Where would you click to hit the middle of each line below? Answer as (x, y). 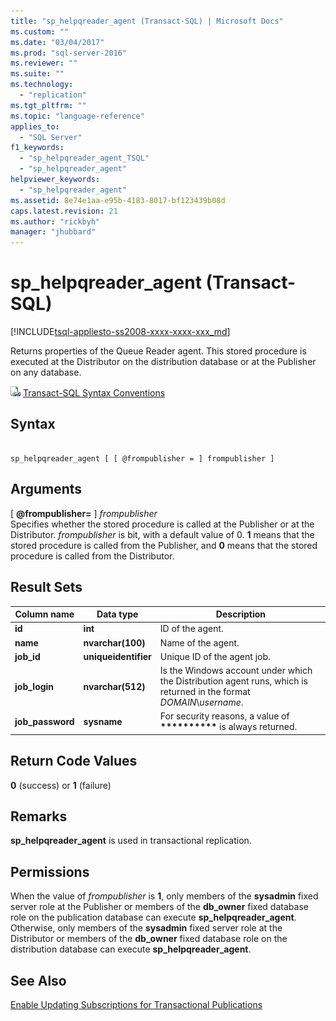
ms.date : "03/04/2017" (57, 42)
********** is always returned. (228, 727)
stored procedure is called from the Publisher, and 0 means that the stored (164, 545)
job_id (27, 656)
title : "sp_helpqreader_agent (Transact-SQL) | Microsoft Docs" (147, 21)
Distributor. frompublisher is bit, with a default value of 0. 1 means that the (162, 534)
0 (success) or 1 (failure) (61, 785)
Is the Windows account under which (236, 670)
